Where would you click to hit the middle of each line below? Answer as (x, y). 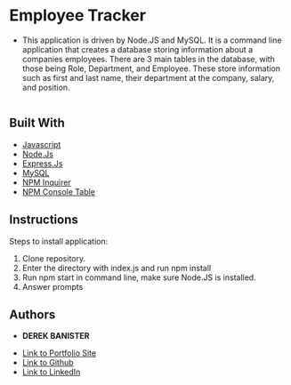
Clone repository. (54, 258)
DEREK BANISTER (56, 336)
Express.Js (42, 163)
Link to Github (48, 363)
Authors (32, 314)
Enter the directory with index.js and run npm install (117, 268)
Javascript (41, 144)
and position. (46, 87)
